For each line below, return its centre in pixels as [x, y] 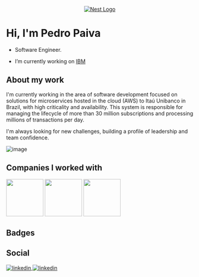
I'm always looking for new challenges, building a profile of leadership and [97, 131]
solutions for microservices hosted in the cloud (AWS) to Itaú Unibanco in [96, 101]
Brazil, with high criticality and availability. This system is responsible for [94, 107]
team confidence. [28, 138]
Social [18, 253]
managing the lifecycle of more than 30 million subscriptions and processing [100, 113]
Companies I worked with [54, 168]
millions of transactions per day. [45, 120]
